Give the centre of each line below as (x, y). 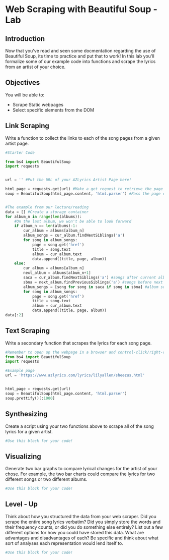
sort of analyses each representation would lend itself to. (64, 543)
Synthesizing (26, 414)
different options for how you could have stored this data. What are (75, 532)
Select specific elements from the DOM (53, 110)
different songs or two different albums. (46, 479)
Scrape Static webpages (38, 104)
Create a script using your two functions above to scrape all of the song (80, 426)
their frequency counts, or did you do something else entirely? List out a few (84, 527)
